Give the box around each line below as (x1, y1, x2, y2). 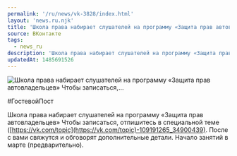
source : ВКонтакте (7, 30, 61, 37)
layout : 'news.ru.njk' (7, 17, 74, 24)
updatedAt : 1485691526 (7, 56, 74, 64)
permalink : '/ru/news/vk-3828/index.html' (7, 10, 134, 18)
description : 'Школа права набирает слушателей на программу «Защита (7, 50, 217, 57)
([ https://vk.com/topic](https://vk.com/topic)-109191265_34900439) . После (7, 125, 229, 134)
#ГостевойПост (7, 97, 54, 105)
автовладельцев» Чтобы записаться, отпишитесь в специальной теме (7, 118, 220, 126)
